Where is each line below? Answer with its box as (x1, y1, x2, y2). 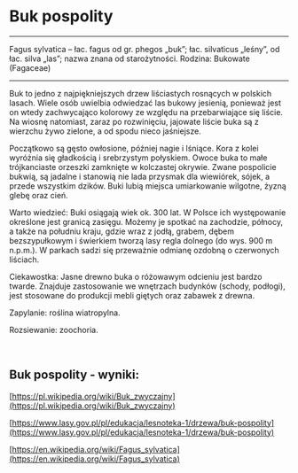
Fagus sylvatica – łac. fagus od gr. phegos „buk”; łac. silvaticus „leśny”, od (9, 43, 280, 54)
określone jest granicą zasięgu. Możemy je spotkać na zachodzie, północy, (9, 216, 284, 227)
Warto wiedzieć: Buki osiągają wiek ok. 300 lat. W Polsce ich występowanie (9, 206, 286, 218)
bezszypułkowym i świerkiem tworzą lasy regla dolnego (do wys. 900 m (9, 235, 273, 245)
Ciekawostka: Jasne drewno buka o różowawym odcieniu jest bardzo (9, 271, 263, 282)
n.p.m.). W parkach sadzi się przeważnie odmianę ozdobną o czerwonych (9, 244, 279, 255)
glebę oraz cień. (9, 190, 68, 200)
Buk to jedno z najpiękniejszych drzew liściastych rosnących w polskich (9, 88, 272, 98)
